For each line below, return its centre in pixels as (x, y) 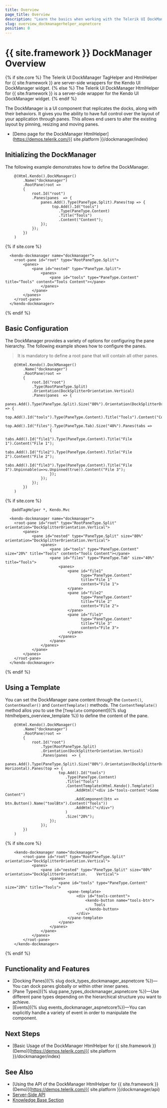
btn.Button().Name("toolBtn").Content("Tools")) (56, 803)
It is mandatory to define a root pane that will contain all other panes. (88, 355)
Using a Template (33, 688)
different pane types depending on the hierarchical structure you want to (87, 997)
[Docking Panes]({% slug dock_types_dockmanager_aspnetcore (78, 981)
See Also (19, 1072)
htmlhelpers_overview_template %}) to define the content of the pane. (77, 715)
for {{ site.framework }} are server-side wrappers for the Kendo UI (73, 83)
